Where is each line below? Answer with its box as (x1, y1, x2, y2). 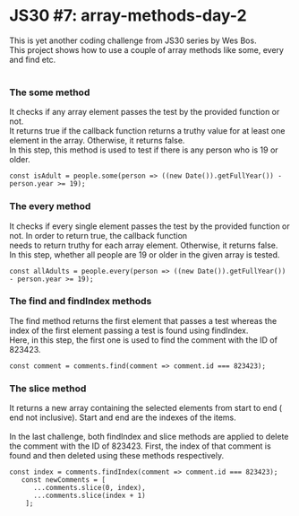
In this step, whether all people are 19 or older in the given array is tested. (9, 249, 280, 260)
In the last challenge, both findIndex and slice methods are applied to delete (9, 432, 289, 442)
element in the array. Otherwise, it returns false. (9, 136, 185, 146)
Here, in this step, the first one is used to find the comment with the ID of (9, 334, 278, 345)
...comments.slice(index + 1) (32, 491, 146, 501)
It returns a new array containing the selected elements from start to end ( (9, 403, 283, 414)
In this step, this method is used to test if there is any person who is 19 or (9, 144, 279, 155)
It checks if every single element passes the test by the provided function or (9, 221, 291, 232)
